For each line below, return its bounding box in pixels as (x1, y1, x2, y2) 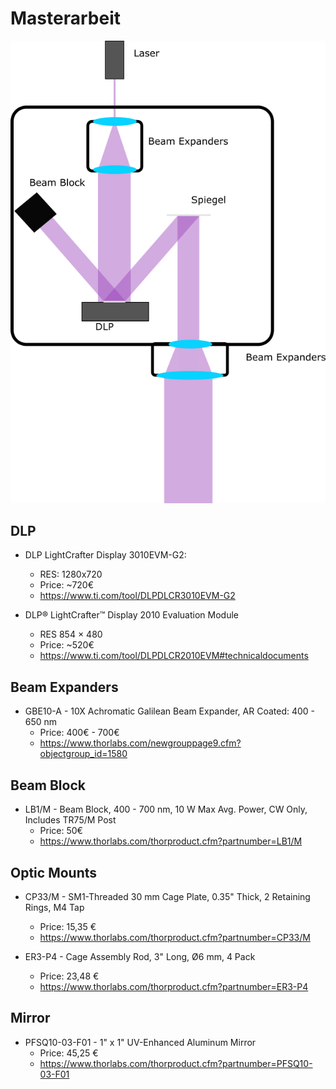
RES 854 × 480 (39, 628, 103, 641)
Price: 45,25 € (39, 1047, 99, 1059)
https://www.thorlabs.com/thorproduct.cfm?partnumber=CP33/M (39, 931, 311, 943)
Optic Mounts (10, 864, 98, 881)
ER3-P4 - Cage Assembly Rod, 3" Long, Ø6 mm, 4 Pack (24, 950, 256, 962)
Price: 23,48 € (39, 970, 100, 982)
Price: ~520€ (39, 639, 95, 651)
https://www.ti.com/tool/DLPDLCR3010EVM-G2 (39, 590, 236, 602)
